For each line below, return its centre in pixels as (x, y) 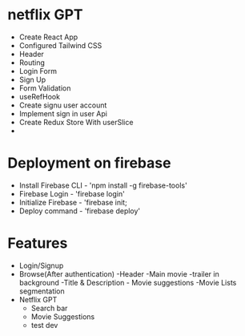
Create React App (48, 37)
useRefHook (40, 96)
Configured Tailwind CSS (60, 45)
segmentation (42, 291)
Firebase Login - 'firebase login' (72, 193)
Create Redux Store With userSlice (76, 122)
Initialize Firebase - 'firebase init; (73, 202)
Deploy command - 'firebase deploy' (80, 211)
